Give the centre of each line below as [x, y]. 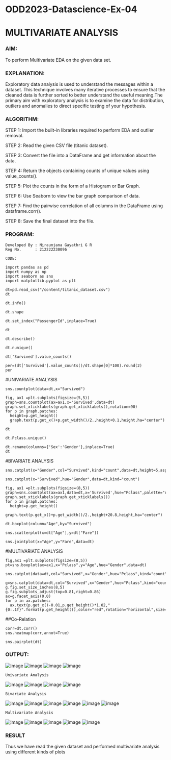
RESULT [15, 735]
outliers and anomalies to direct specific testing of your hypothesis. [76, 106]
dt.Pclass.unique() [26, 438]
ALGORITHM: [22, 119]
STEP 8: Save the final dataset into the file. [50, 221]
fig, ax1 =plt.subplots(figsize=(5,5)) [48, 398]
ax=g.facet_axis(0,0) [28, 596]
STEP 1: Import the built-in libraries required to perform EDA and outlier [80, 130]
